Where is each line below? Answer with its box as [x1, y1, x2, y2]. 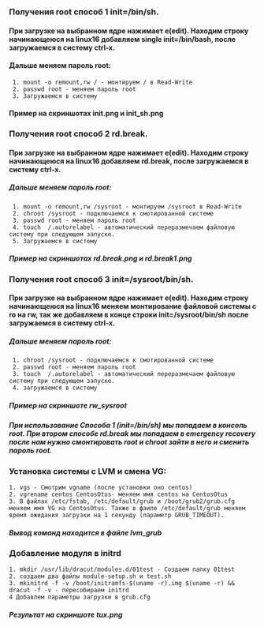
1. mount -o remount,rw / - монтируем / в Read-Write [12, 78, 193, 86]
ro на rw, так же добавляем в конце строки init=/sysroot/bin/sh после [9, 310, 249, 320]
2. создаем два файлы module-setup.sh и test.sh [9, 573, 172, 580]
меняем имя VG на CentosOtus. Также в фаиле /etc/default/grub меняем [9, 505, 246, 512]
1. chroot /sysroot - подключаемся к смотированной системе [12, 356, 214, 365]
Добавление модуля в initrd [9, 548, 121, 559]
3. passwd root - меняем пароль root [12, 216, 136, 224]
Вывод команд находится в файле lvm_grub [9, 528, 162, 537]
